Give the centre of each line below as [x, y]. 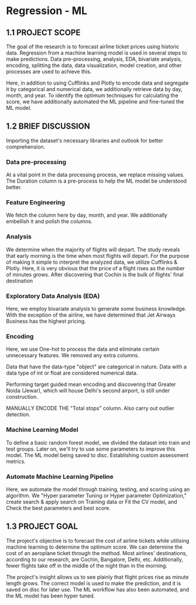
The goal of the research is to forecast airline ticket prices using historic [93, 46]
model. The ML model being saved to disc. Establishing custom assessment [97, 455]
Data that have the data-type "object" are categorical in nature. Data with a [97, 367]
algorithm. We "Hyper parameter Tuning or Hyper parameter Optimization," [97, 495]
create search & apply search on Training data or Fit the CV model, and [92, 502]
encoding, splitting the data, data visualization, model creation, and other [94, 65]
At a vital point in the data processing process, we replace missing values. [95, 175]
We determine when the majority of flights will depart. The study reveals [93, 249]
